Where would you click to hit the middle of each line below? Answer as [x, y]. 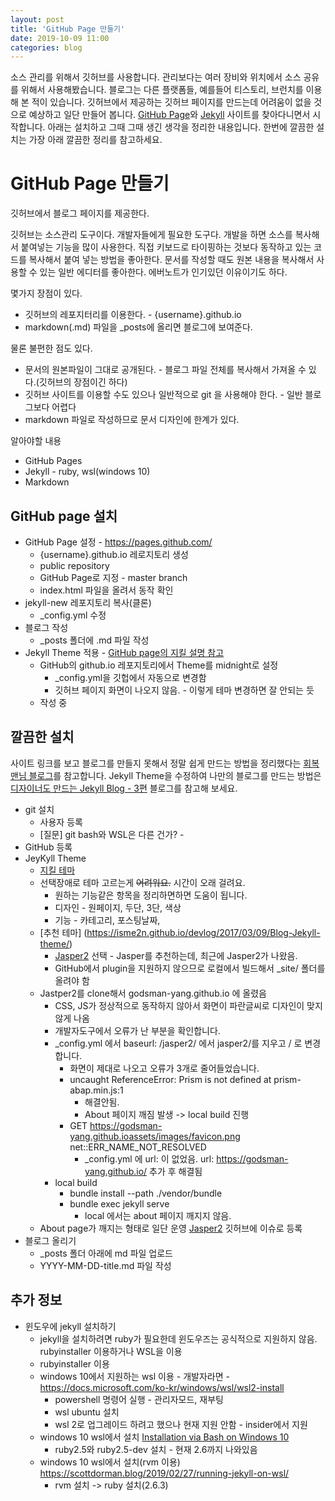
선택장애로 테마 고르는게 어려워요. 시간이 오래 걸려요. [142, 882]
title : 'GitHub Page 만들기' [68, 29]
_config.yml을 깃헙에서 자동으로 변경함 [130, 677]
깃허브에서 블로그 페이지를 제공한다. [80, 213]
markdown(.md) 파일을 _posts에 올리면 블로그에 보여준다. [138, 327]
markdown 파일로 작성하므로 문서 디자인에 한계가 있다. [132, 420]
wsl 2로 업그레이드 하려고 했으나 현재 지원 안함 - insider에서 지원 [181, 1424]
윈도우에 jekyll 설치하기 [70, 1326]
